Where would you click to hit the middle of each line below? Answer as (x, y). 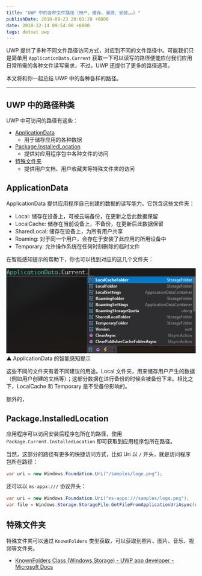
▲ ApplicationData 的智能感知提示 (49, 358)
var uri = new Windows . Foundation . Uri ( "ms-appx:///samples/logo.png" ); (98, 498)
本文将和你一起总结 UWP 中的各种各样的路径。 (64, 78)
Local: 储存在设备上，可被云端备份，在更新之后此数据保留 (86, 216)
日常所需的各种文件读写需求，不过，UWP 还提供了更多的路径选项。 (90, 66)
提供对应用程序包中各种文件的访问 (66, 154)
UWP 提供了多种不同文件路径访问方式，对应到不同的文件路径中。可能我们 (98, 51)
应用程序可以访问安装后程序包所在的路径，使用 (64, 434)
